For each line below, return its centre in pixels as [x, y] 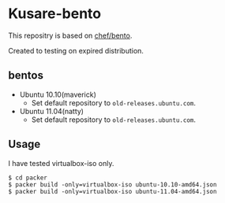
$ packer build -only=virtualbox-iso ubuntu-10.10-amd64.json [112, 185]
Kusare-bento [54, 14]
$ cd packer [28, 178]
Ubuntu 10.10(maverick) [58, 94]
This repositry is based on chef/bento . [70, 35]
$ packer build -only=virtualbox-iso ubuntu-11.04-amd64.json [112, 191]
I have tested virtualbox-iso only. [61, 163]
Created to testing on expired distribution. [76, 50]
